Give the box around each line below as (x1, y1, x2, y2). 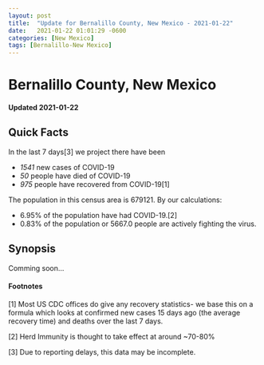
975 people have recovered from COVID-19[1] (19, 179, 170, 188)
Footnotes (8, 281, 43, 292)
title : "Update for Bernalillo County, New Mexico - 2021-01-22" (8, 19, 234, 27)
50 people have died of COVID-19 (19, 171, 131, 181)
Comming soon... (8, 263, 65, 272)
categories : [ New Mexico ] (8, 34, 94, 42)
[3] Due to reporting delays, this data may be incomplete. (8, 347, 196, 356)
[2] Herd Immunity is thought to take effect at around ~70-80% (8, 331, 215, 341)
